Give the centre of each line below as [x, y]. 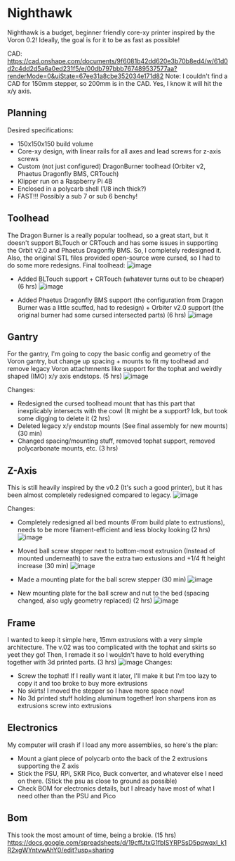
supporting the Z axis [48, 766]
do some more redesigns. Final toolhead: [66, 265]
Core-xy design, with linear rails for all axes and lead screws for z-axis [119, 151]
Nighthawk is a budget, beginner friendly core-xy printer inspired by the [111, 32]
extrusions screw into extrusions [65, 706]
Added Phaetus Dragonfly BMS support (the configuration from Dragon [120, 300]
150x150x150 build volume [55, 144]
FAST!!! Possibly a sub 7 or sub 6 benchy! [78, 196]
